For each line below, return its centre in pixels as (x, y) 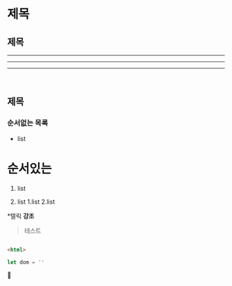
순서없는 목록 (28, 123)
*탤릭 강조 (21, 216)
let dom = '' (26, 262)
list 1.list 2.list (36, 202)
